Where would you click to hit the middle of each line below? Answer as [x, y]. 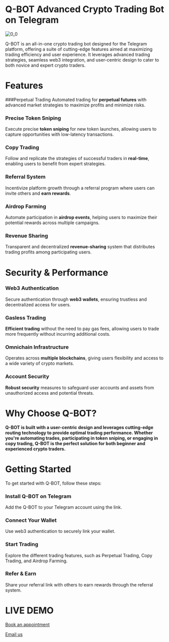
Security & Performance [57, 272]
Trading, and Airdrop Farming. [37, 561]
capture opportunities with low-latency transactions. [60, 134]
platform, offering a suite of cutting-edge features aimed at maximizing [79, 49]
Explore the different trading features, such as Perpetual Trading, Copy [79, 555]
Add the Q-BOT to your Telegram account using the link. [64, 507]
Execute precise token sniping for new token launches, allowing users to [81, 129]
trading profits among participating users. [48, 252]
